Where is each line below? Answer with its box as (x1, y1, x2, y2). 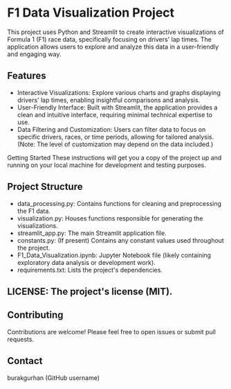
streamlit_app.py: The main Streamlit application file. (17, 229, 167, 237)
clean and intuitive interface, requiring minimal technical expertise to (17, 110, 213, 119)
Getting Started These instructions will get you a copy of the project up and (7, 153, 222, 162)
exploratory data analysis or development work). (17, 258, 156, 266)
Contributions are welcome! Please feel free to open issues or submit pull (7, 327, 216, 336)
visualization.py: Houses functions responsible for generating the (17, 214, 203, 223)
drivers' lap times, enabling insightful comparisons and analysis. (17, 96, 201, 104)
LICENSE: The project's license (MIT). (7, 286, 173, 297)
